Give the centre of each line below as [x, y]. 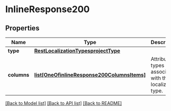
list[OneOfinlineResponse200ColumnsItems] [90, 75]
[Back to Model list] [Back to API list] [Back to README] [64, 103]
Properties [22, 28]
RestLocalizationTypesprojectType [77, 51]
